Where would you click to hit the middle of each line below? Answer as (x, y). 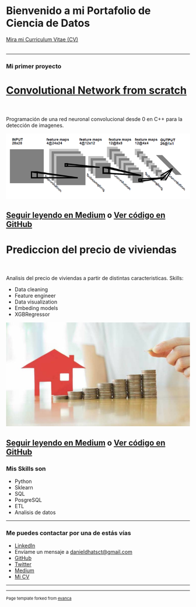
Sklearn (24, 487)
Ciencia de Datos (48, 23)
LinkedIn (25, 546)
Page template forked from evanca (39, 599)
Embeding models (36, 308)
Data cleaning (31, 289)
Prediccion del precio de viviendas (91, 249)
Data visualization (36, 302)
